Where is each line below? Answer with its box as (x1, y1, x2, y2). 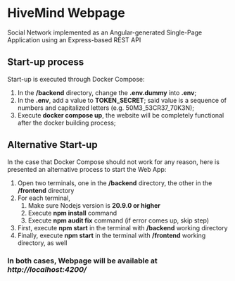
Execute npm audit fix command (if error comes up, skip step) (27, 216, 210, 225)
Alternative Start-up (7, 139, 98, 151)
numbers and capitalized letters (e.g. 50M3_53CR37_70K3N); (17, 104, 195, 112)
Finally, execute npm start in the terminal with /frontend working (17, 231, 206, 239)
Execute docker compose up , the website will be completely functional (17, 111, 224, 119)
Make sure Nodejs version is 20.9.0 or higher (27, 201, 160, 209)
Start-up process (7, 56, 84, 68)
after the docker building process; (17, 118, 116, 127)
